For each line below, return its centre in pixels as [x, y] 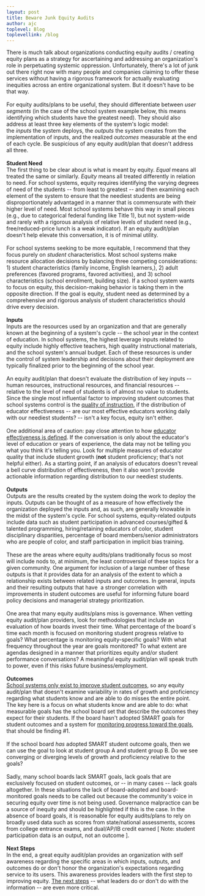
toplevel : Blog [26, 29]
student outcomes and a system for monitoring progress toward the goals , [100, 725]
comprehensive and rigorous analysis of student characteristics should [96, 300]
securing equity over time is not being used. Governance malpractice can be [103, 803]
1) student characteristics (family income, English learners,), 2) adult [92, 268]
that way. [18, 92]
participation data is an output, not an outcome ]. [68, 835]
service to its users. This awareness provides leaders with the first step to [99, 875]
